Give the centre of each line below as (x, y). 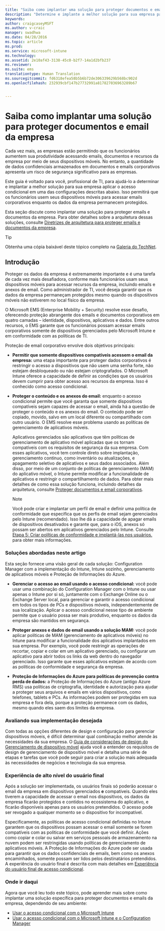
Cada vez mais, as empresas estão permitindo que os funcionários (72, 150)
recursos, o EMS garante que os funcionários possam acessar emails (75, 326)
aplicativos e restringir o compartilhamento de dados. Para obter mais (83, 479)
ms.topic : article (24, 42)
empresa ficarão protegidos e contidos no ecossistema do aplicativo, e (77, 802)
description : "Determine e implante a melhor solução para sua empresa (80, 14)
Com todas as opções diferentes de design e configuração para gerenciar (80, 731)
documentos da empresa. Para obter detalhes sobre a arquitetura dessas (79, 217)
